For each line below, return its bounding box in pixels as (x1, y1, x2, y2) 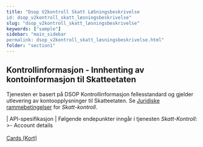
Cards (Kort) (6, 134, 38, 142)
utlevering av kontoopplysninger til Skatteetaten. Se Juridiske (6, 97, 160, 104)
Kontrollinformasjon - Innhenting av (6, 65, 145, 76)
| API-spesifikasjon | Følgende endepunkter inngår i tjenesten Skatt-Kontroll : (6, 115, 198, 122)
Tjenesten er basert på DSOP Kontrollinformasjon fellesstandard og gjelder (6, 90, 193, 97)
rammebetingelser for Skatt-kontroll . (6, 103, 98, 111)
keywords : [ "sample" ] (6, 25, 61, 32)
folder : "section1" (6, 43, 56, 49)
